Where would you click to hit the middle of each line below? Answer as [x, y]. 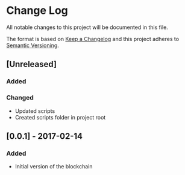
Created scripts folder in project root [60, 117]
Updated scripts [35, 111]
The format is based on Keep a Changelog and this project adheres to [93, 39]
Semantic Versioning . [33, 45]
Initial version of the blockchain [54, 167]
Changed [20, 98]
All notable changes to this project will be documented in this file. [87, 27]
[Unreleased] [32, 64]
